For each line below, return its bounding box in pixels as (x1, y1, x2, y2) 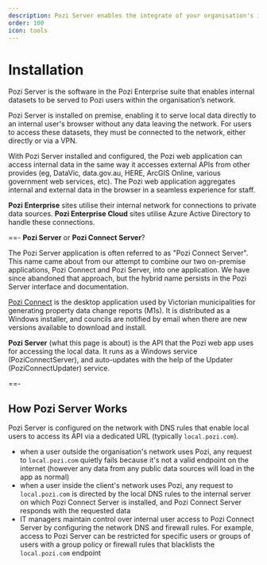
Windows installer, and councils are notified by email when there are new (8, 315, 248, 324)
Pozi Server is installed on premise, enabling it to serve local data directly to (8, 110, 257, 120)
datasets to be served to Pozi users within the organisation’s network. (8, 95, 236, 105)
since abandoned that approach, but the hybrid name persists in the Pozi (8, 273, 247, 283)
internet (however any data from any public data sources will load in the (19, 464, 255, 474)
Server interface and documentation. (8, 282, 130, 292)
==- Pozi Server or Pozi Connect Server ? (8, 233, 145, 242)
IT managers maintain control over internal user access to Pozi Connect (19, 514, 254, 524)
